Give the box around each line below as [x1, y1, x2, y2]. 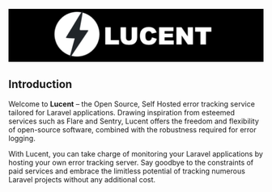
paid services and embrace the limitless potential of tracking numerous [8, 166, 245, 176]
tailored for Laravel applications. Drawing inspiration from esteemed [8, 107, 236, 117]
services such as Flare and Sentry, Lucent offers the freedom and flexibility [8, 116, 259, 126]
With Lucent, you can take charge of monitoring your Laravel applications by [8, 148, 263, 158]
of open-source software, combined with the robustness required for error [8, 124, 257, 134]
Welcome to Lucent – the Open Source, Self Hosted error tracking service [8, 98, 255, 109]
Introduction [8, 77, 73, 91]
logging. [8, 133, 36, 143]
